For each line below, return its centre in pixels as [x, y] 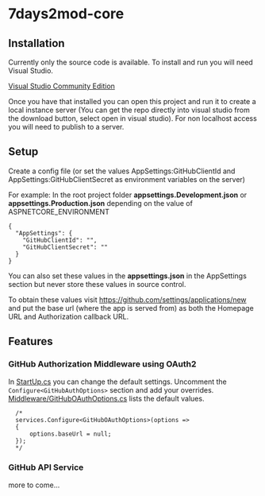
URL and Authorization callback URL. [69, 316]
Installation [36, 43]
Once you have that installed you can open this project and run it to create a [132, 101]
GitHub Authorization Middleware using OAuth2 [102, 364]
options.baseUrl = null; [70, 434]
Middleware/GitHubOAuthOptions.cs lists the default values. [106, 398]
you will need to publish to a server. [66, 127]
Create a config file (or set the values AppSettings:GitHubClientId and [122, 171]
